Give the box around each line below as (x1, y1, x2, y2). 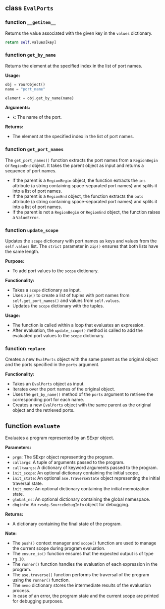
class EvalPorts (5, 4, 54, 12)
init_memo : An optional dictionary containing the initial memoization (12, 486, 150, 492)
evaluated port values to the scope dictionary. (12, 333, 105, 339)
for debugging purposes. (12, 598, 63, 604)
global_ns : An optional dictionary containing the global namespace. (12, 496, 150, 502)
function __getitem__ (5, 19, 56, 26)
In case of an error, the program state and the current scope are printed (12, 593, 159, 599)
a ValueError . (12, 214, 40, 220)
